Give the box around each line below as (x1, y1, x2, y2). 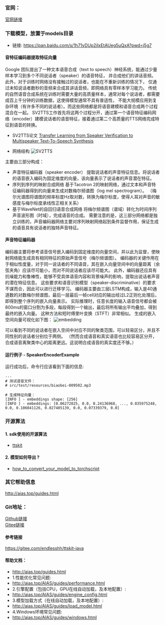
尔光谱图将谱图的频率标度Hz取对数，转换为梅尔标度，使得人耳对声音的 (12, 194, 156, 199)
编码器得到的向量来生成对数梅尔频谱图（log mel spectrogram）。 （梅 (16, 188, 157, 194)
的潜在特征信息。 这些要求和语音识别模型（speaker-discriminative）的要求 (5, 280, 156, 285)
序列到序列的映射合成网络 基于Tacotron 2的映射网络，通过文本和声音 (12, 181, 152, 187)
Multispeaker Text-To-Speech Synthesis (12, 138, 94, 144)
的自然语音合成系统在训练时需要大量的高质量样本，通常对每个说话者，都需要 (5, 91, 160, 97)
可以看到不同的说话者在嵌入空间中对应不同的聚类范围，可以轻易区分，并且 (5, 327, 156, 333)
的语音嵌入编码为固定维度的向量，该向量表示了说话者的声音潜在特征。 (12, 175, 155, 181)
